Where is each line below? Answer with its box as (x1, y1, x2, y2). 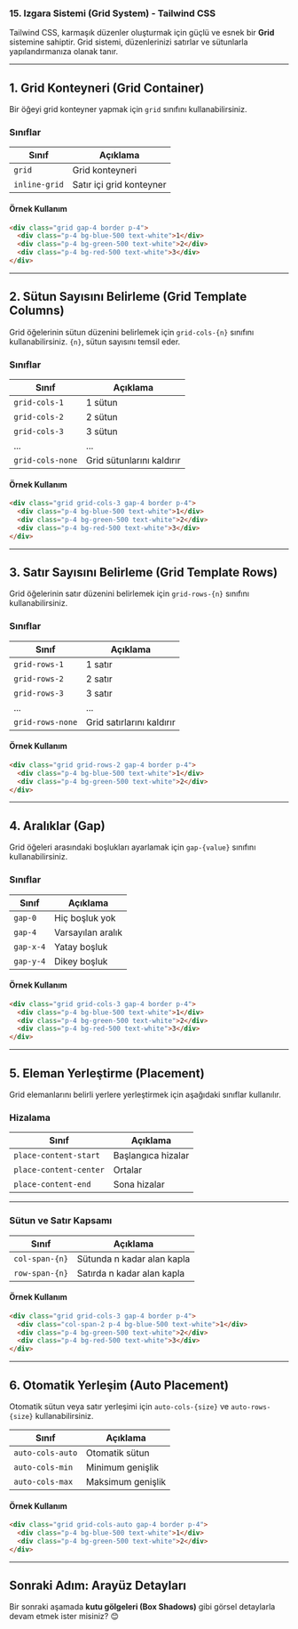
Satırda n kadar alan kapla (76, 1267, 185, 1279)
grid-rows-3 (13, 688, 65, 698)
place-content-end (13, 1180, 91, 1189)
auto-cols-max (13, 1476, 74, 1487)
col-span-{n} (13, 1254, 69, 1263)
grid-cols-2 (13, 412, 65, 423)
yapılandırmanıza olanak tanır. (9, 46, 118, 57)
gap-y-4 (13, 956, 46, 966)
